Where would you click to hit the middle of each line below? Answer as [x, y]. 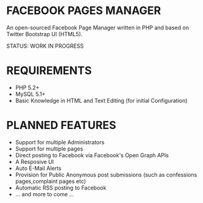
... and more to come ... [44, 194]
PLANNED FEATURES [61, 125]
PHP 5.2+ [27, 87]
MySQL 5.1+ [30, 94]
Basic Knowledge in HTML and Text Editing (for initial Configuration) [101, 100]
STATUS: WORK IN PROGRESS [45, 46]
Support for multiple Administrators [60, 142]
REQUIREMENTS [49, 71]
